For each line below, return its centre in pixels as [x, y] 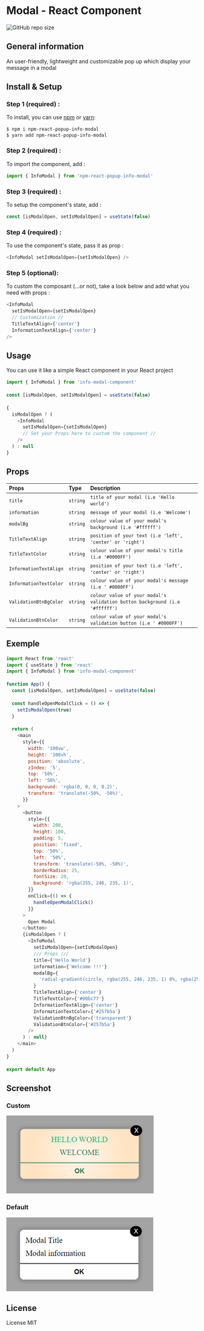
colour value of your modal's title [137, 551]
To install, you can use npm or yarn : [51, 117]
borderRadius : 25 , [56, 870]
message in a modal [31, 68]
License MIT [22, 1323]
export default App [31, 1069]
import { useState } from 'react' [50, 665]
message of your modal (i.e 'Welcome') [141, 512]
